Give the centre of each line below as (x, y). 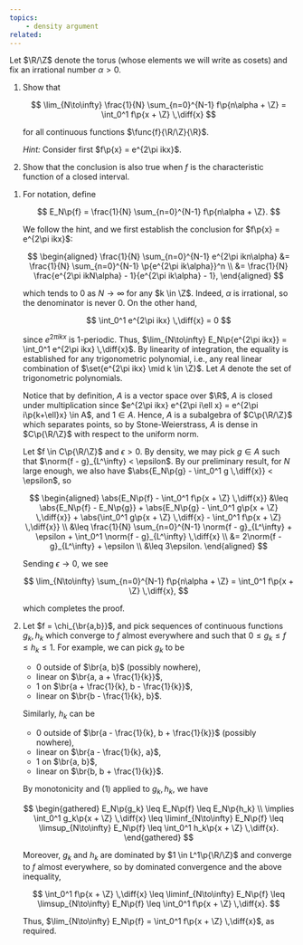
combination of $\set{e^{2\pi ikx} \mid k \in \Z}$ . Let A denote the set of (157, 368)
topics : (24, 18)
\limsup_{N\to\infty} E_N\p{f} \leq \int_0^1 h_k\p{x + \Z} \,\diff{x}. (159, 828)
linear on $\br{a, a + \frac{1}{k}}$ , (99, 676)
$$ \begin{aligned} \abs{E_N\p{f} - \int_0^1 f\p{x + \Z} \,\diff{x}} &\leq (158, 498)
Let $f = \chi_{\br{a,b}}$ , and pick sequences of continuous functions (152, 626)
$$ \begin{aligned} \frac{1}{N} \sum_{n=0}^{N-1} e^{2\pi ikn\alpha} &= (159, 257)
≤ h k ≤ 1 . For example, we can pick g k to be (104, 648)
